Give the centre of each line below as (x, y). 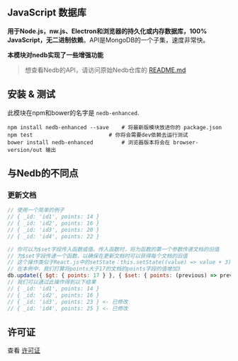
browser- (186, 142)
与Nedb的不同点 (43, 173)
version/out (25, 150)
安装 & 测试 (32, 94)
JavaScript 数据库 (47, 13)
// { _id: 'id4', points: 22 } (53, 236)
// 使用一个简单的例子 (36, 211)
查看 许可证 (24, 350)
